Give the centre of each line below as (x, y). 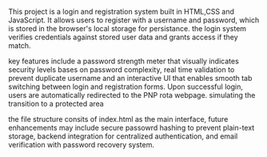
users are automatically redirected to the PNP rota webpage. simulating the (132, 95)
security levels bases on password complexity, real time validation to (122, 70)
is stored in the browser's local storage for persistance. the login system (127, 28)
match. (20, 46)
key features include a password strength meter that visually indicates (124, 61)
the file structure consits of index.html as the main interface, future (118, 119)
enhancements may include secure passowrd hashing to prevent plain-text (132, 128)
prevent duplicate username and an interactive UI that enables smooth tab (130, 78)
